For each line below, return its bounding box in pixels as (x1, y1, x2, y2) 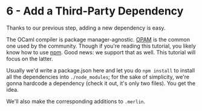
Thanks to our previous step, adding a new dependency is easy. (6, 24, 166, 31)
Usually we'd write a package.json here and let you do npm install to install (6, 66, 195, 74)
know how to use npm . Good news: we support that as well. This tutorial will (6, 48, 196, 55)
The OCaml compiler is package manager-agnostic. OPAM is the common (6, 36, 191, 43)
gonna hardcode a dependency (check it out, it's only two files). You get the (6, 80, 196, 87)
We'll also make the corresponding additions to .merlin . (6, 98, 146, 105)
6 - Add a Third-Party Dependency (6, 4, 184, 18)
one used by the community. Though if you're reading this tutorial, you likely (6, 42, 197, 49)
